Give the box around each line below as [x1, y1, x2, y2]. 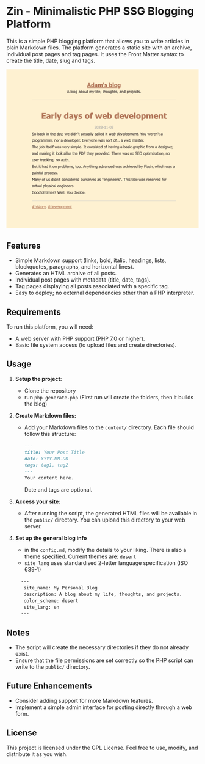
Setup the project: [15, 375, 62, 382]
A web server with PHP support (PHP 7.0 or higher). [15, 335, 145, 342]
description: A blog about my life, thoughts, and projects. [23, 591, 182, 597]
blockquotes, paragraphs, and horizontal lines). [15, 263, 134, 271]
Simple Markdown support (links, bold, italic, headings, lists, [15, 256, 167, 264]
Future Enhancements [6, 681, 93, 691]
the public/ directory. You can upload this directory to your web [24, 516, 185, 523]
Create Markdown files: [15, 412, 76, 419]
